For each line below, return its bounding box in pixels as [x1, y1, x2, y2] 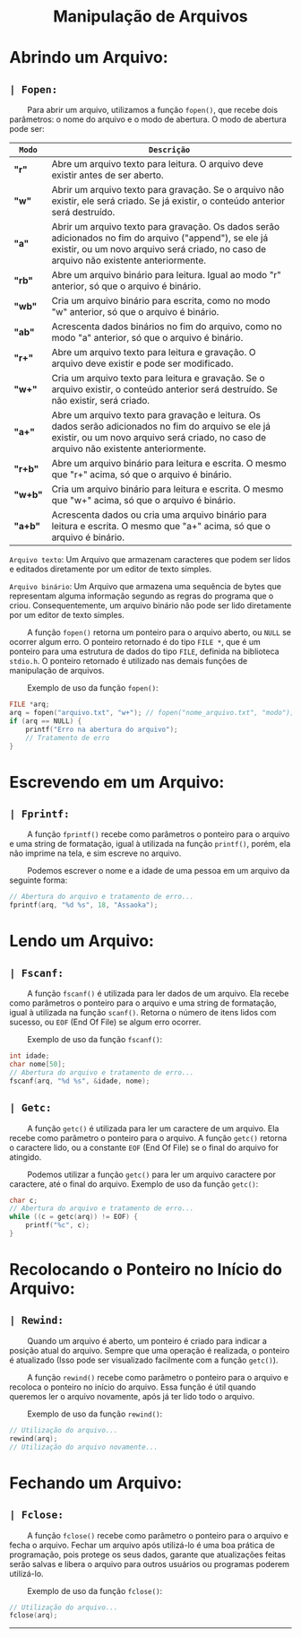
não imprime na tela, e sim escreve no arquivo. [9, 848, 182, 858]
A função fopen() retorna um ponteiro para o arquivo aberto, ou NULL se [26, 627, 292, 638]
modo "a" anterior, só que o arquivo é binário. [51, 332, 244, 344]
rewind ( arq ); [9, 1433, 58, 1443]
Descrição [148, 145, 191, 155]
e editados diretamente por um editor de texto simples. [9, 563, 212, 575]
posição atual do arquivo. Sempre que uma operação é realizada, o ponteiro [9, 1345, 290, 1355]
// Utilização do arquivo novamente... [9, 1442, 159, 1451]
